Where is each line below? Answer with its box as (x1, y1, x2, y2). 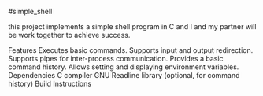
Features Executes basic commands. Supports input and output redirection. (8, 46, 254, 54)
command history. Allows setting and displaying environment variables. (8, 62, 239, 72)
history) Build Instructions (8, 79, 92, 88)
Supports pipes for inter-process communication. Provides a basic (8, 54, 224, 63)
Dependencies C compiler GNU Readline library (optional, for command (8, 71, 240, 79)
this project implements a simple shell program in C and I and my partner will (8, 22, 257, 31)
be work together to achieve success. (8, 31, 131, 39)
